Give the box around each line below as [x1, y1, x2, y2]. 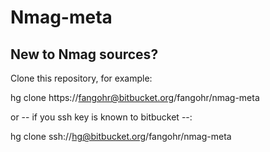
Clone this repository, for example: [10, 72, 153, 84]
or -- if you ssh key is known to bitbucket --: [10, 111, 193, 123]
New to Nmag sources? [10, 46, 159, 63]
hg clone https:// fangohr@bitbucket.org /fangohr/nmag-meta [10, 92, 260, 103]
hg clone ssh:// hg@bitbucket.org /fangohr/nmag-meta [10, 131, 232, 142]
